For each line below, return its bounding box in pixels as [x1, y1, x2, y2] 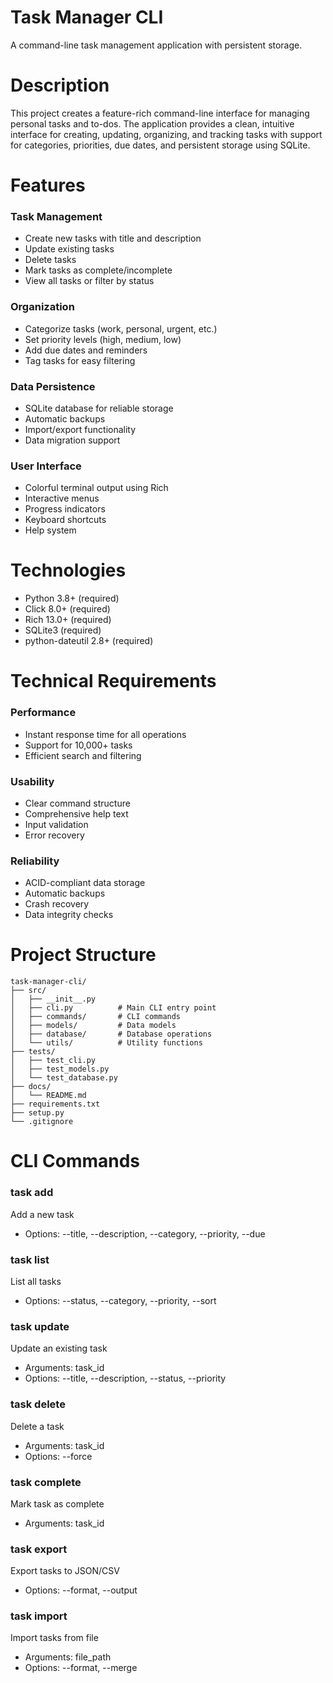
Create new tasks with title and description [24, 232, 202, 245]
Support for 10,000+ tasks [24, 739, 133, 751]
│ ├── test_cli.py [10, 1056, 97, 1066]
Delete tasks [24, 254, 77, 266]
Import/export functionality [24, 423, 137, 435]
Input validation [24, 818, 89, 830]
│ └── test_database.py [10, 1073, 118, 1083]
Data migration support [24, 434, 121, 446]
